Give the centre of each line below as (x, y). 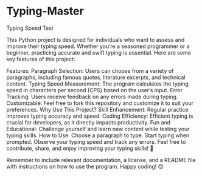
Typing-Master (45, 11)
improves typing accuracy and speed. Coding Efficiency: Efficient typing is (100, 116)
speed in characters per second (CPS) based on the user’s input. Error (94, 90)
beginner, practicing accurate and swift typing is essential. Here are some (99, 52)
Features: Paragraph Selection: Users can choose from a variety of (90, 70)
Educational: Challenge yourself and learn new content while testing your (98, 129)
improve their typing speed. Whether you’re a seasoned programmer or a (98, 46)
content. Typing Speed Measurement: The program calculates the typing (97, 84)
